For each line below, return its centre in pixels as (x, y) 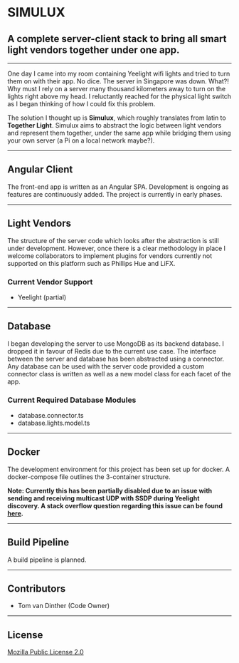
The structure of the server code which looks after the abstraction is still (113, 240)
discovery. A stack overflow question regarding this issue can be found (115, 505)
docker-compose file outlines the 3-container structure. (89, 477)
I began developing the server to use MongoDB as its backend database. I (116, 344)
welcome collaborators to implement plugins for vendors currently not (110, 256)
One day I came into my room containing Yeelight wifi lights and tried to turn (119, 73)
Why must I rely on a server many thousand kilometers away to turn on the (117, 89)
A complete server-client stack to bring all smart (117, 39)
